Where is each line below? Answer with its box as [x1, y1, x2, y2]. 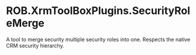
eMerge [6, 16, 45, 30]
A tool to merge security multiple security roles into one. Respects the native [6, 36, 191, 43]
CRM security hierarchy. [6, 42, 64, 49]
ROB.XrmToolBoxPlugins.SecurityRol [6, 4, 191, 18]
